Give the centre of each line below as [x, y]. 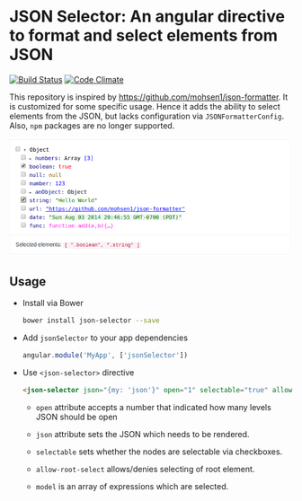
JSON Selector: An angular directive [147, 17]
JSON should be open [77, 417]
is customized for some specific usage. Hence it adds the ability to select [145, 106]
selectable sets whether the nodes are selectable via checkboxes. [159, 452]
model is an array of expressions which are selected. [132, 486]
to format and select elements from [144, 35]
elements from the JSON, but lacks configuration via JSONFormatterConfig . [147, 116]
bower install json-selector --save [91, 321]
